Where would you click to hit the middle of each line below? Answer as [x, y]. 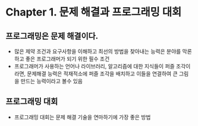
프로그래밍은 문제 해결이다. [52, 36]
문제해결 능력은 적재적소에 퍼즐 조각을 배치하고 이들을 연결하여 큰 [102, 74]
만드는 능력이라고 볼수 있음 [51, 81]
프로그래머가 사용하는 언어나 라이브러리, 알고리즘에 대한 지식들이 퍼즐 [94, 66]
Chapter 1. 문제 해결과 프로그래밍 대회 [94, 12]
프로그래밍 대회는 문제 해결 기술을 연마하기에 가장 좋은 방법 [82, 117]
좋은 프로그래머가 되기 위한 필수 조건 [67, 59]
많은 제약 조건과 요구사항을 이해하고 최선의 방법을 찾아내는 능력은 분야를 [98, 51]
